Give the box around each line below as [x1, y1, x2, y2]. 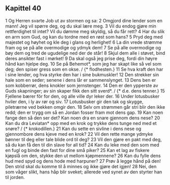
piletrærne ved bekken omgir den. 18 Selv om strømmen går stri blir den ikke [5, 104, 165, 110]
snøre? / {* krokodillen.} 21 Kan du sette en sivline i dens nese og [5, 126, 142, 132]
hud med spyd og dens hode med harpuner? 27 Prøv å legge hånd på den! [5, 158, 161, 164]
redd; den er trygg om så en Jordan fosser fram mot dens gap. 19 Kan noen [5, 109, 163, 115]
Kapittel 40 [5, 4, 42, 13]
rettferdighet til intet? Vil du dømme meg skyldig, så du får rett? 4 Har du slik [5, 28, 165, 35]
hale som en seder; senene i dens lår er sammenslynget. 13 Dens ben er [5, 77, 156, 83]
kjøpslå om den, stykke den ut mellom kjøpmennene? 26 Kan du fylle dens [5, 152, 161, 159]
